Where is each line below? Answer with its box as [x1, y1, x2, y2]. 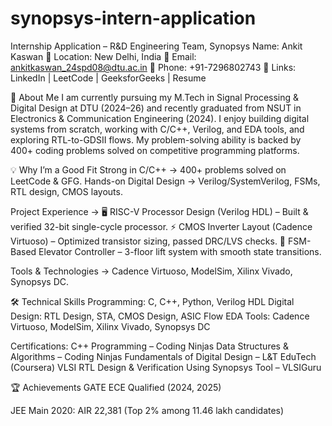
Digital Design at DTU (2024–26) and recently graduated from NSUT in [10, 102, 302, 114]
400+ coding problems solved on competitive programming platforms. [10, 144, 300, 156]
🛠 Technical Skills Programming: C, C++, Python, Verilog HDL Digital [10, 295, 295, 307]
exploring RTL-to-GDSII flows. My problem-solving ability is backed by [10, 133, 302, 146]
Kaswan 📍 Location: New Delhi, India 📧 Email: [10, 50, 197, 62]
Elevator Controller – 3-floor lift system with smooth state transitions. [38, 245, 322, 257]
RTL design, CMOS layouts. [10, 185, 123, 197]
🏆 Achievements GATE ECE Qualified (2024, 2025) [10, 381, 222, 393]
